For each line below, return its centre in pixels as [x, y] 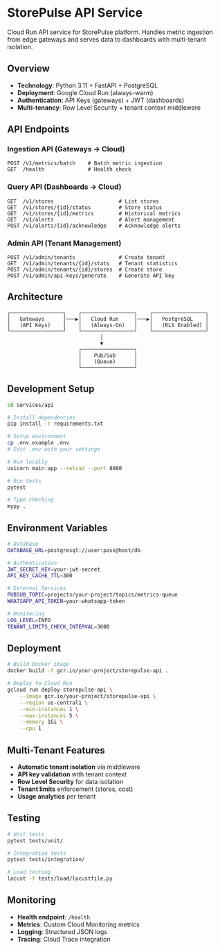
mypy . [17, 506]
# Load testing [29, 872]
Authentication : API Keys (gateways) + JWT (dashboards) [101, 100]
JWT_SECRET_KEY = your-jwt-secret [54, 569]
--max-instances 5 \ [49, 716]
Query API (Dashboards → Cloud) [65, 187]
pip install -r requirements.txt [55, 424]
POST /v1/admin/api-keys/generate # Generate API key [91, 276]
